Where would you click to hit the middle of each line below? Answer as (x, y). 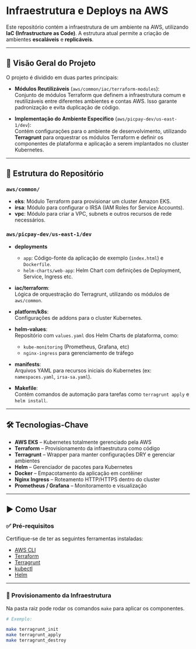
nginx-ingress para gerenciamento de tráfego (78, 353)
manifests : (28, 364)
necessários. (30, 220)
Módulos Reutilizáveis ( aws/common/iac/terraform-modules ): (87, 88)
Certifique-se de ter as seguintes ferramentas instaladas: (75, 538)
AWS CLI (25, 550)
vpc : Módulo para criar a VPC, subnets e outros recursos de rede (93, 214)
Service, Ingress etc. (48, 277)
